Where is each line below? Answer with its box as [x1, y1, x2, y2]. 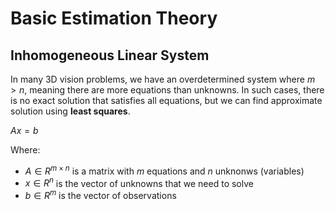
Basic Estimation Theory [10, 7, 218, 30]
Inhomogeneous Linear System [10, 47, 210, 64]
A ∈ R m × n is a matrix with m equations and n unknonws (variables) [24, 163, 305, 177]
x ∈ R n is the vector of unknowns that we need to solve [24, 175, 254, 189]
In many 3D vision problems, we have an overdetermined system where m [10, 73, 316, 85]
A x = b [10, 125, 39, 136]
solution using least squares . [10, 105, 131, 117]
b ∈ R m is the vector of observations [24, 188, 177, 201]
